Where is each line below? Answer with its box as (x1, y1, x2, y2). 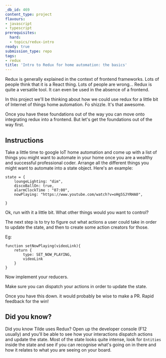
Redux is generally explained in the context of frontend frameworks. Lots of (5, 76, 160, 82)
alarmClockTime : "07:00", (14, 187, 70, 192)
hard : (9, 35, 21, 40)
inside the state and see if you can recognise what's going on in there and (5, 342, 156, 348)
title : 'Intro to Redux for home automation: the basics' (5, 62, 127, 67)
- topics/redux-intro (9, 40, 55, 45)
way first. (5, 122, 24, 128)
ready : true (5, 44, 30, 49)
